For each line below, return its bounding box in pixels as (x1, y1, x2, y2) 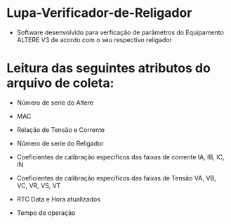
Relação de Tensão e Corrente (16, 125, 105, 134)
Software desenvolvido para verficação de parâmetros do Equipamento (16, 28, 224, 37)
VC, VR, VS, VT (16, 181, 61, 190)
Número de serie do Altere (16, 98, 94, 107)
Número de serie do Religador (16, 139, 104, 147)
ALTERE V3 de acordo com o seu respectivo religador (16, 35, 173, 44)
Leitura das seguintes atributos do (6, 60, 211, 77)
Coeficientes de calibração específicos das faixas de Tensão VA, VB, (16, 173, 216, 182)
